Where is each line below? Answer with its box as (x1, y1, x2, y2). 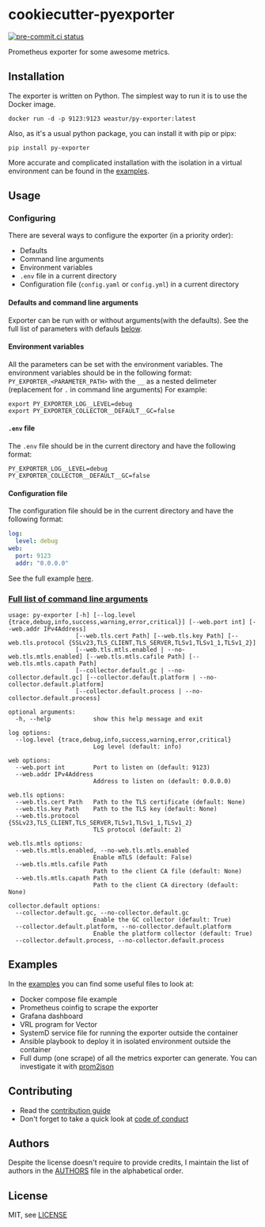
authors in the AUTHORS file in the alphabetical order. (8, 1166, 184, 1176)
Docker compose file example (19, 994, 117, 1004)
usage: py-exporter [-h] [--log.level (8, 611, 136, 619)
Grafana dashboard (19, 1011, 83, 1021)
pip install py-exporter (8, 144, 90, 152)
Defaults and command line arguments (8, 298, 138, 308)
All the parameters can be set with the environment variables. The (8, 359, 223, 369)
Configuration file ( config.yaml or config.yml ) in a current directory (19, 279, 240, 290)
